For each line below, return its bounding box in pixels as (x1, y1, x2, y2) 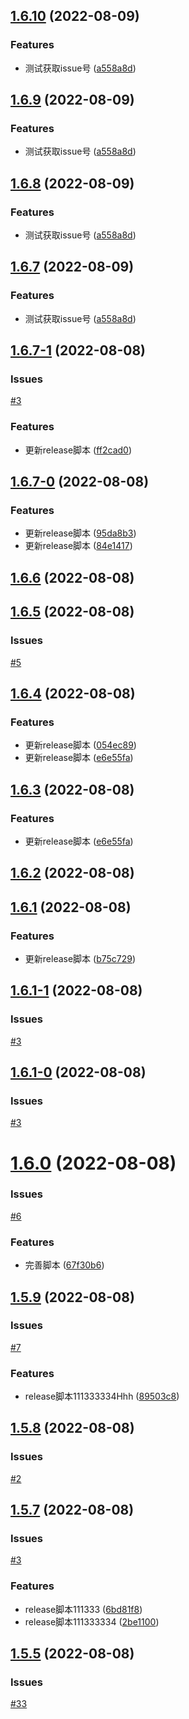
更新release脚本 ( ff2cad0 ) (24, 444, 133, 456)
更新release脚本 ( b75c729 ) (24, 952, 137, 964)
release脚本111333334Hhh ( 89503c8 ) (24, 1390, 180, 1403)
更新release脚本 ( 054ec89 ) (24, 739, 137, 751)
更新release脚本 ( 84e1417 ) (24, 540, 133, 552)
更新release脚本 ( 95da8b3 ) (24, 527, 137, 539)
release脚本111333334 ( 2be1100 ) (24, 1615, 160, 1628)
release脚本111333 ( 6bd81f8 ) (24, 1603, 143, 1615)
